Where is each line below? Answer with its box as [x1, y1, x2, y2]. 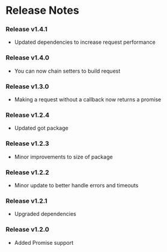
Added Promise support [14, 239, 74, 246]
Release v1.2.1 [5, 196, 47, 205]
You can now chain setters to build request [14, 67, 121, 74]
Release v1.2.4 [5, 111, 50, 119]
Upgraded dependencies [14, 211, 76, 218]
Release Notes [5, 4, 79, 17]
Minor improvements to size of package [14, 153, 113, 160]
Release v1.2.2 [5, 168, 49, 176]
